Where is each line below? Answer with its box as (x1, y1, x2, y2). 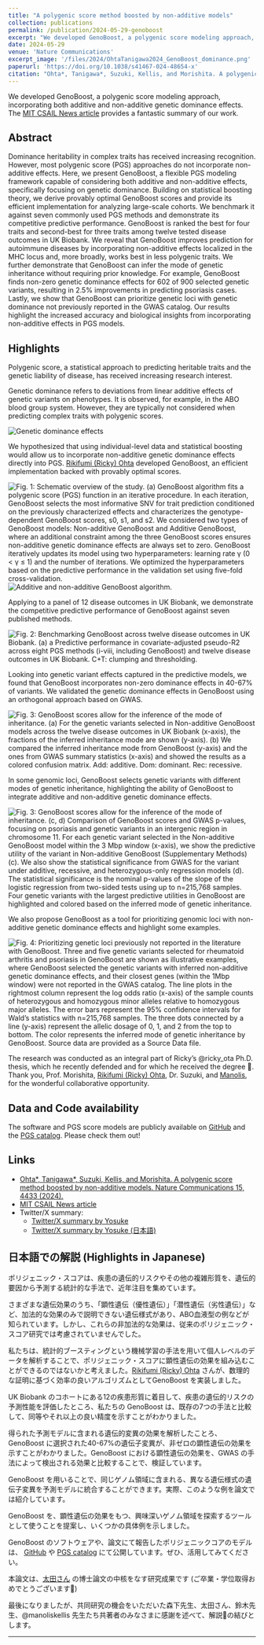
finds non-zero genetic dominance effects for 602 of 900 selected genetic (8, 277, 250, 287)
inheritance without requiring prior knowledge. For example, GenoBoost (8, 269, 240, 278)
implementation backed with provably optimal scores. (8, 467, 181, 477)
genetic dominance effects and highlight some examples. (35, 923, 222, 933)
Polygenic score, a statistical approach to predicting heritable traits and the (8, 362, 251, 372)
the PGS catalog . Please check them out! (8, 1131, 141, 1140)
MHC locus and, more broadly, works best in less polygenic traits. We (8, 252, 233, 262)
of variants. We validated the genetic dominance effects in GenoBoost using (8, 686, 255, 696)
